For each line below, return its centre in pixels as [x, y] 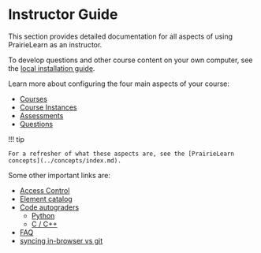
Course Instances [48, 107]
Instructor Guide [63, 15]
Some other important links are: [59, 175]
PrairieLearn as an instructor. [55, 44]
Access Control [45, 190]
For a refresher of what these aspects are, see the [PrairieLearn [121, 154]
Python [43, 215]
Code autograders [49, 207]
